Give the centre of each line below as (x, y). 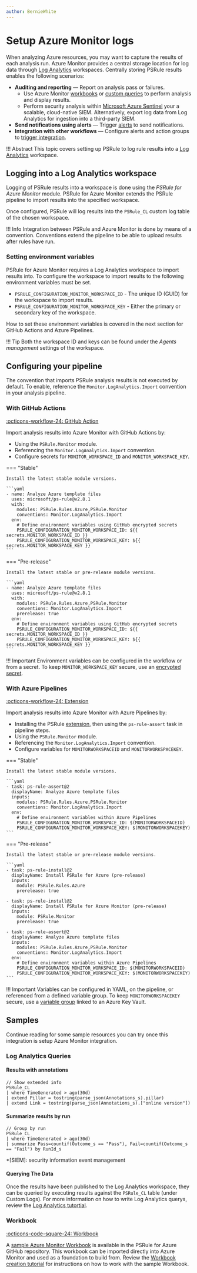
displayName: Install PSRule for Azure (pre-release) (79, 876)
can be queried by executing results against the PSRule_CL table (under (92, 1193)
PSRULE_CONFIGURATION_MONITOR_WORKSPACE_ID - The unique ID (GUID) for (101, 294)
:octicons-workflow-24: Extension (47, 701)
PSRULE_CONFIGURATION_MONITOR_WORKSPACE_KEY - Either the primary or (98, 306)
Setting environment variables (50, 257)
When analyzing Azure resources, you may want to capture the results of (95, 57)
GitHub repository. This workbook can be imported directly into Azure (91, 1251)
